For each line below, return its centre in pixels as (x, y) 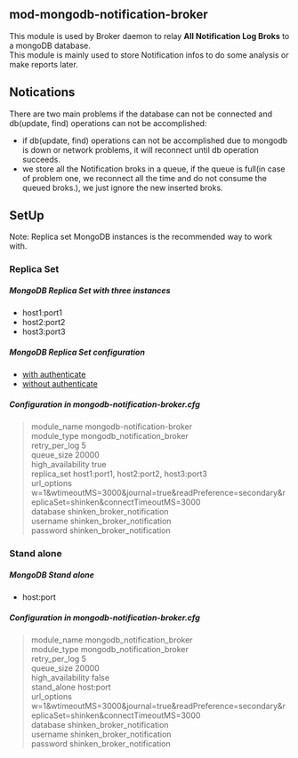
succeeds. (41, 159)
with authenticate (54, 375)
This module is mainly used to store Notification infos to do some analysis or (149, 55)
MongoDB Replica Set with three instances (90, 290)
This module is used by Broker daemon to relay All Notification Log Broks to (149, 36)
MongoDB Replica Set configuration (77, 352)
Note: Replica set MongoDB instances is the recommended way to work (141, 237)
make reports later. (44, 64)
